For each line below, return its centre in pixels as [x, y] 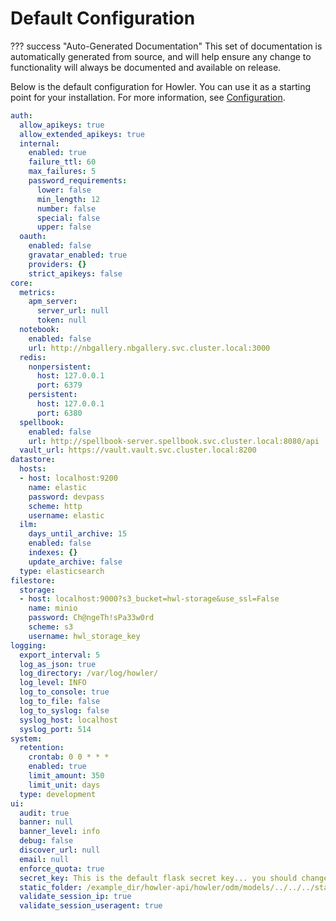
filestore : [33, 580]
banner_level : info [60, 832]
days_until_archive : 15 [78, 534]
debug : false [46, 841]
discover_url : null [60, 850]
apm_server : [53, 302]
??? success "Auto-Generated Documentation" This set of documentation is [166, 46]
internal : [39, 143]
